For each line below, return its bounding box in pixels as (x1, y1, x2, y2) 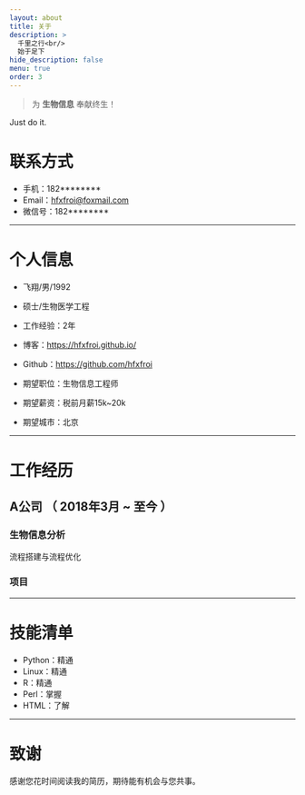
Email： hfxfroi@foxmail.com (22, 194, 130, 205)
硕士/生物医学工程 (22, 301, 90, 312)
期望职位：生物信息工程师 (22, 378, 119, 389)
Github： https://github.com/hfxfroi (22, 358, 152, 369)
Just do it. (9, 116, 47, 127)
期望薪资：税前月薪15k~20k (22, 397, 126, 408)
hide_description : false (9, 55, 103, 65)
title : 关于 (9, 22, 52, 31)
